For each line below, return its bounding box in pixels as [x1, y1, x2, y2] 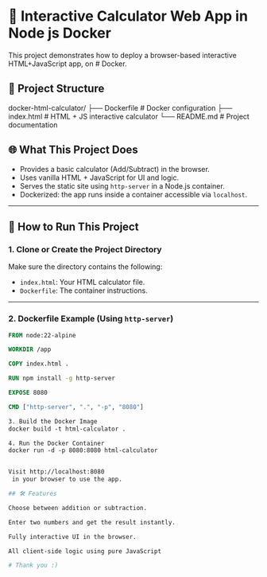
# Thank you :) [8, 561, 59, 570]
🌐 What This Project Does [8, 143, 139, 157]
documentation [8, 119, 58, 130]
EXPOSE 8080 [8, 389, 48, 397]
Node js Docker [8, 24, 111, 42]
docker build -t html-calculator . [8, 425, 126, 433]
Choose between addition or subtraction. [8, 504, 148, 512]
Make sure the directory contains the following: [8, 262, 163, 271]
